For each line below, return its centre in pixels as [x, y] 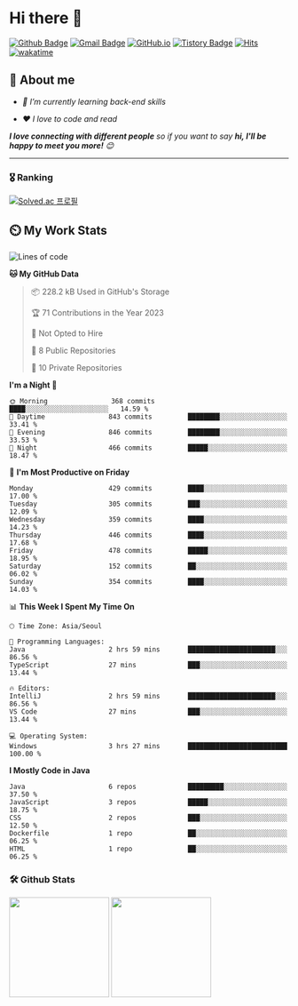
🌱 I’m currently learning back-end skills [94, 101]
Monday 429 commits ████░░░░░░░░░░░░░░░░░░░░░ [149, 488]
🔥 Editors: [30, 688]
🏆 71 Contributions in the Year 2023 [97, 312]
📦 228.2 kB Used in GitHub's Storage [100, 291]
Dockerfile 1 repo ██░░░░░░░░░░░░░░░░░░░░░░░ [149, 833]
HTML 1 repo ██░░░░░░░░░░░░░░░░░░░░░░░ [149, 849]
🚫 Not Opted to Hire [67, 333]
